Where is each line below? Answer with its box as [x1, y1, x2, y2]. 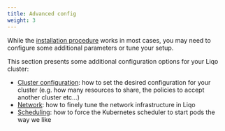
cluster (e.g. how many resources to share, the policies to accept [17, 85, 205, 94]
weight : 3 [7, 17, 36, 24]
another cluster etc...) [17, 92, 80, 102]
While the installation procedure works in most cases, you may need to [7, 36, 211, 44]
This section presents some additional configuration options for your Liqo [7, 57, 219, 65]
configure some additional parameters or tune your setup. [7, 43, 174, 52]
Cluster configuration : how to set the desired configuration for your [17, 78, 211, 86]
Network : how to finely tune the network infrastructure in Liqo [17, 100, 196, 109]
